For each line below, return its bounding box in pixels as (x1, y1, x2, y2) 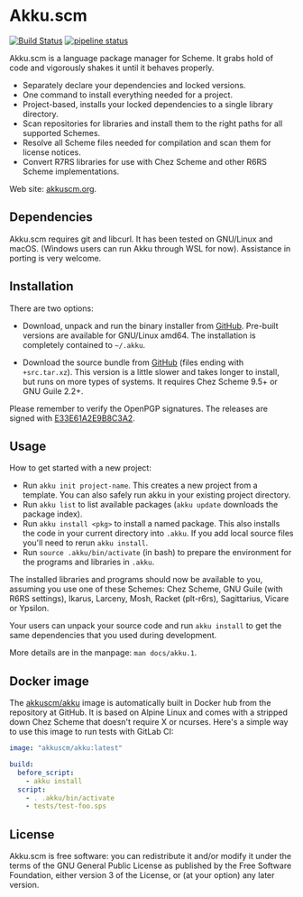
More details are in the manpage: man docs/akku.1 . (9, 647, 197, 658)
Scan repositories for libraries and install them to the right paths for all (22, 118, 283, 129)
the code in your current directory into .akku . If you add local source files (22, 528, 295, 539)
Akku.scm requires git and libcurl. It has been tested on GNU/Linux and (9, 233, 273, 244)
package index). (22, 508, 83, 519)
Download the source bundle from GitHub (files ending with (22, 357, 244, 368)
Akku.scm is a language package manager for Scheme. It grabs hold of (9, 52, 273, 63)
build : (9, 760, 34, 769)
